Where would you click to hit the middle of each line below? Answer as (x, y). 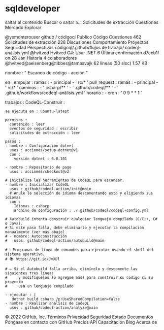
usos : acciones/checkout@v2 (39, 171)
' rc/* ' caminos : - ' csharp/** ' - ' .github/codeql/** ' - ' (62, 87)
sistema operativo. (25, 254)
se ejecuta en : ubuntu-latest (37, 111)
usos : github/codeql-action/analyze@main (54, 308)
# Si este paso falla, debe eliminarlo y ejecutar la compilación (75, 228)
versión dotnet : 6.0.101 (41, 159)
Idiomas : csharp (32, 206)
